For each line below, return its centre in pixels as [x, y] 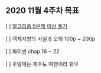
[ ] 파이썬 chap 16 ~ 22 [32, 51]
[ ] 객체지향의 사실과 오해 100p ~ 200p [50, 39]
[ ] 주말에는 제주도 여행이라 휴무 [42, 64]
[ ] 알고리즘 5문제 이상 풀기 [37, 26]
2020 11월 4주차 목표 [42, 11]
